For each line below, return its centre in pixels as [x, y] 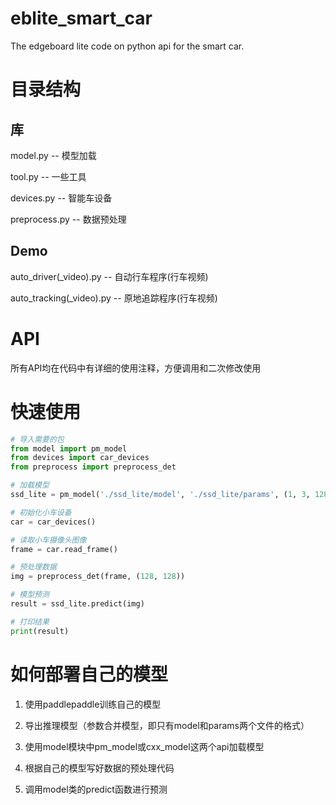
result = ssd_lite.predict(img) [77, 604]
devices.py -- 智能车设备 [61, 198]
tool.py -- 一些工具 [48, 176]
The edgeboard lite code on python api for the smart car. [127, 46]
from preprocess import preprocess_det [93, 467]
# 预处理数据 [33, 567]
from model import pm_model [69, 448]
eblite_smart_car [81, 18]
